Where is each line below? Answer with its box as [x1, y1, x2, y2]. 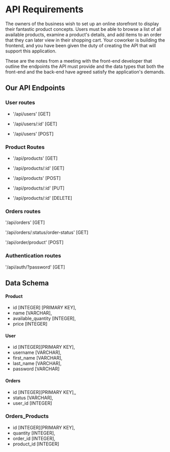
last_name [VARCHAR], [12, 361, 62, 367]
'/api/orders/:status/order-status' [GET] [5, 230, 89, 236]
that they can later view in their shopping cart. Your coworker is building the [5, 37, 165, 43]
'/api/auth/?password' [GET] [5, 263, 66, 270]
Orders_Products [5, 412, 49, 420]
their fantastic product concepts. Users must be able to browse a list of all [5, 26, 161, 32]
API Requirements [5, 4, 83, 15]
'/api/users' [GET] [12, 110, 51, 117]
